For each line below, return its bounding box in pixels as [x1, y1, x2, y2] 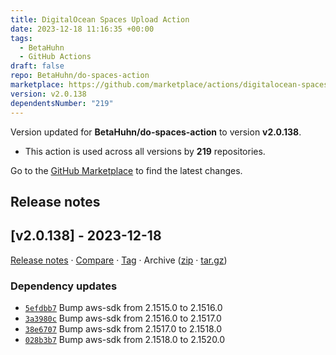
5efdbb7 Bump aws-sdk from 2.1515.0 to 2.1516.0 [24, 302, 223, 313]
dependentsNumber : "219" [10, 98, 114, 108]
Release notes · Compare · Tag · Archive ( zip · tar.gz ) [10, 254, 228, 266]
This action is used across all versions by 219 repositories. [24, 145, 266, 157]
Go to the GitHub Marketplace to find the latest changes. [10, 164, 243, 176]
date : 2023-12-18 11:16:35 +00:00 [10, 24, 155, 34]
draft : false [10, 61, 65, 71]
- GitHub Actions [19, 52, 92, 62]
